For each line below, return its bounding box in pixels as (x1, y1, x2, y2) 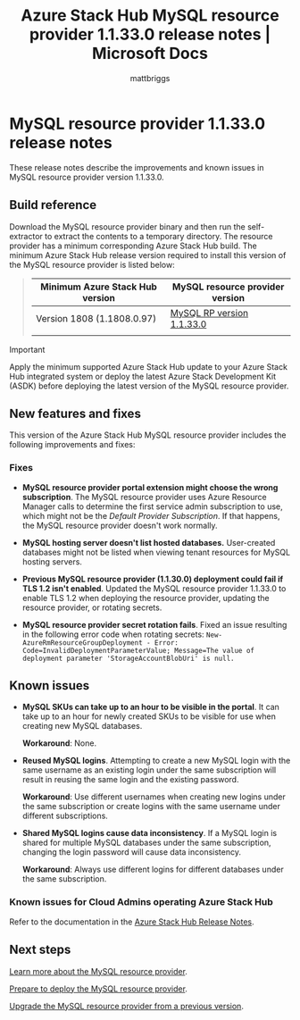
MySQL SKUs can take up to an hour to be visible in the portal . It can (21, 702, 279, 713)
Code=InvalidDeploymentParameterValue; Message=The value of (21, 646, 255, 655)
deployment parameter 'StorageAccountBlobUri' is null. (21, 654, 235, 663)
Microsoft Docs (92, 44, 208, 63)
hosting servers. (21, 556, 83, 567)
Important (9, 344, 46, 355)
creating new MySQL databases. (21, 721, 143, 732)
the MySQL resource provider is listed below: (9, 259, 176, 270)
